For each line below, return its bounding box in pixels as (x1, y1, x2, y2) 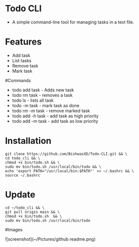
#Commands (5, 77, 31, 83)
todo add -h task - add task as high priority (12, 113, 99, 119)
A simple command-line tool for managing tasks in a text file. (12, 19, 134, 25)
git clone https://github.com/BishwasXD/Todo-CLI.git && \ (5, 151, 128, 157)
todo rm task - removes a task (12, 92, 73, 98)
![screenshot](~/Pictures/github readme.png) (5, 236, 96, 242)
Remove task (12, 63, 39, 68)
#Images (5, 226, 23, 232)
